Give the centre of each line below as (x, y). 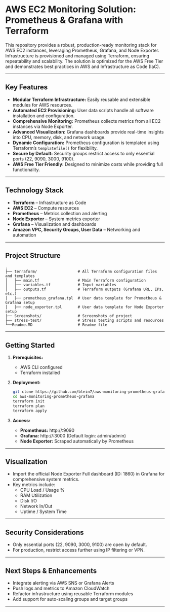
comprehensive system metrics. (46, 479)
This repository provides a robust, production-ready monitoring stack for (81, 45)
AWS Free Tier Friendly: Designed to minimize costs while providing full (88, 164)
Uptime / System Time (43, 512)
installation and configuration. (44, 116)
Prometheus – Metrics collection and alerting (60, 213)
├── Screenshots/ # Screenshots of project (69, 316)
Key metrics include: (34, 485)
